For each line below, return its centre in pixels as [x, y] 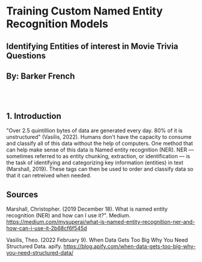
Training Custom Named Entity [85, 11]
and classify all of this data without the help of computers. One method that [100, 144]
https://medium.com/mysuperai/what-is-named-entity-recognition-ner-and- [101, 222]
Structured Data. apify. [34, 246]
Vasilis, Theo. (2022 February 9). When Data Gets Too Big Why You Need [97, 240]
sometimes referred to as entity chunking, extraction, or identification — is [98, 156]
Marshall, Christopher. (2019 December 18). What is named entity [87, 209]
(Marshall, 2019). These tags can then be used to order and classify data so [100, 169]
